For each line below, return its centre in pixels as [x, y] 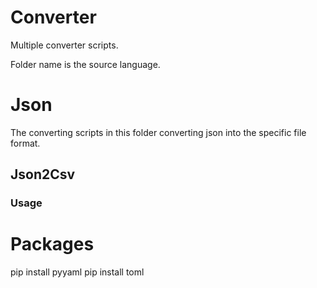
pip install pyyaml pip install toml [77, 272]
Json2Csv [43, 174]
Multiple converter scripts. [64, 45]
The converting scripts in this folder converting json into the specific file [158, 132]
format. [25, 143]
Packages [52, 244]
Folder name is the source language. [85, 64]
